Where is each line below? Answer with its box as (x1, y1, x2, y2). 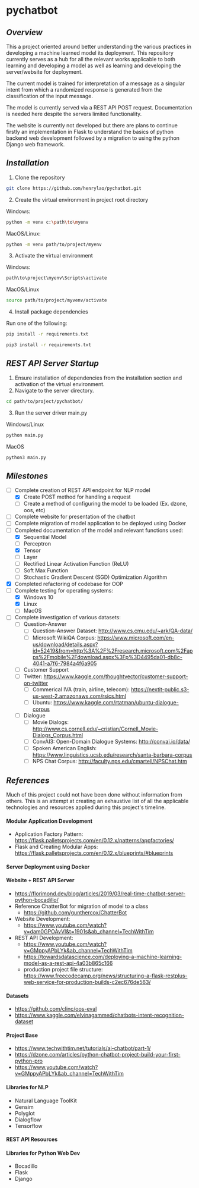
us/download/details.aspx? (32, 641, 98, 648)
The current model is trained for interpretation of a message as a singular (6, 80, 185, 87)
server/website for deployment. (6, 68, 83, 75)
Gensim (14, 1103, 34, 1110)
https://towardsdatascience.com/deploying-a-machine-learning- (23, 953, 182, 960)
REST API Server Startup (6, 358, 99, 369)
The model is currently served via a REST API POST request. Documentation (6, 104, 192, 111)
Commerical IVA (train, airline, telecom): (32, 685, 130, 693)
